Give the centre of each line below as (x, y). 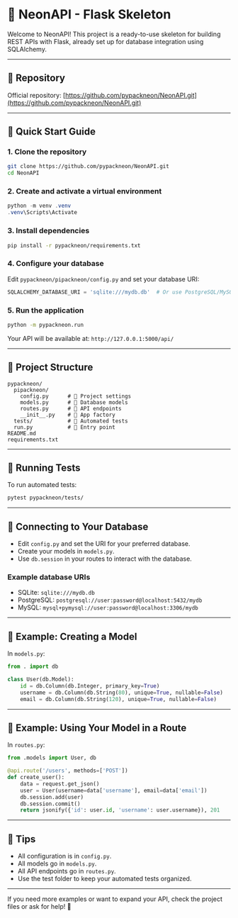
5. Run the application (46, 310)
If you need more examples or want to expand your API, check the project (115, 899)
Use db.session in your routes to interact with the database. (105, 559)
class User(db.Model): (41, 680)
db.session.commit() (50, 804)
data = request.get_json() (60, 784)
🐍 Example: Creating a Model (72, 636)
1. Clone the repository (47, 152)
